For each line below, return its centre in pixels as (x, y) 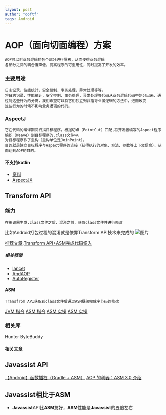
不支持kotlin (18, 162)
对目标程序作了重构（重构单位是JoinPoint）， (46, 140)
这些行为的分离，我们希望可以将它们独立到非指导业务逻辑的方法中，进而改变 (79, 101)
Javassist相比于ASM (38, 395)
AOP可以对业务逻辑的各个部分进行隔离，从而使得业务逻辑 (55, 60)
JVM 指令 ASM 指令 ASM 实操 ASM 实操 (46, 311)
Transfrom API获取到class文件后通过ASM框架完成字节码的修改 (62, 301)
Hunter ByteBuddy (24, 337)
